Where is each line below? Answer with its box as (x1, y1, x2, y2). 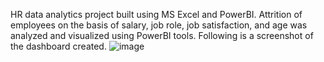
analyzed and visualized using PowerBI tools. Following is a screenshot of (10, 30, 314, 41)
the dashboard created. (10, 40, 107, 52)
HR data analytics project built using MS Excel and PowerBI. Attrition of (10, 9, 303, 20)
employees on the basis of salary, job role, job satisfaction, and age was (10, 19, 308, 31)
